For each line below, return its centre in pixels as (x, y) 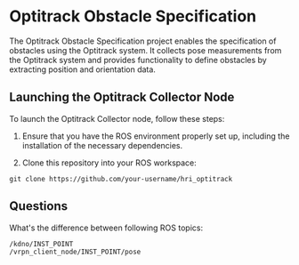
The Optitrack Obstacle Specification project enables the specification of (143, 41)
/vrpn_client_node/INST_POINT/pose (75, 252)
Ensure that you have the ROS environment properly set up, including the (156, 136)
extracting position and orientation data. (82, 69)
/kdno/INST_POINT (41, 244)
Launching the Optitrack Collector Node (122, 97)
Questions (39, 206)
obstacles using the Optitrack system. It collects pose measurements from (145, 50)
